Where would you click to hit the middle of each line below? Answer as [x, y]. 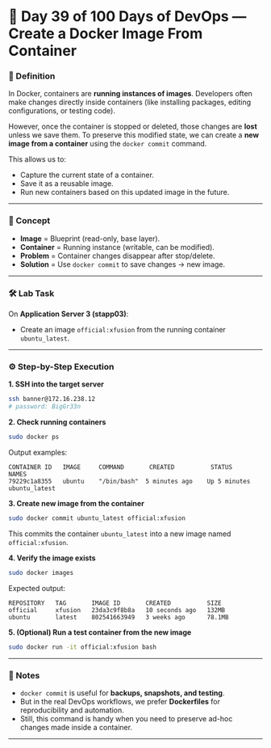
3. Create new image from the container [77, 503]
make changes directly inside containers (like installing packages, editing [130, 102]
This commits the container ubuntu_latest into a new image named [120, 534]
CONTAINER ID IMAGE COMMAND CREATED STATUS [120, 467]
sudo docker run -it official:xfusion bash [83, 647]
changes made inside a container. [76, 727]
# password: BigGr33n [45, 407]
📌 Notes [24, 675]
